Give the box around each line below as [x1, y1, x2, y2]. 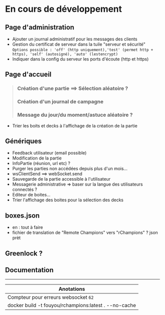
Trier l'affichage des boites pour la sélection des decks [12, 197, 124, 203]
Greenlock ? [5, 249, 43, 257]
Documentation [5, 266, 54, 274]
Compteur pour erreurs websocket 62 [7, 294, 94, 301]
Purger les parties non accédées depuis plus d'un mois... [12, 166, 128, 172]
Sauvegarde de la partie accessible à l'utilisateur [12, 176, 110, 182]
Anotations [58, 285, 85, 292]
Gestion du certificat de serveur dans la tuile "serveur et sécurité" [12, 41, 146, 47]
